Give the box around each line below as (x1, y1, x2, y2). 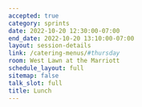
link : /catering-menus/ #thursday (8, 49, 120, 57)
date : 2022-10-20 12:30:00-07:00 (8, 27, 120, 35)
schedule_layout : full (8, 64, 84, 72)
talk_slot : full (8, 79, 63, 87)
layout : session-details (8, 42, 91, 50)
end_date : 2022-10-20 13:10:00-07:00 (8, 34, 135, 43)
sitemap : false (8, 72, 59, 80)
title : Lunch (8, 86, 52, 95)
